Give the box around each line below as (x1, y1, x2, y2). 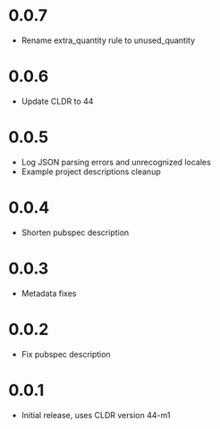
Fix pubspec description (21, 349, 111, 359)
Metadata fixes (21, 288, 77, 299)
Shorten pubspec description (21, 227, 130, 238)
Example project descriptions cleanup (21, 166, 162, 177)
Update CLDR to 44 (21, 96, 94, 106)
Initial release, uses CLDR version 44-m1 (21, 409, 171, 420)
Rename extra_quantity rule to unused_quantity (21, 35, 196, 46)
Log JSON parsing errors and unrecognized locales (21, 156, 211, 167)
